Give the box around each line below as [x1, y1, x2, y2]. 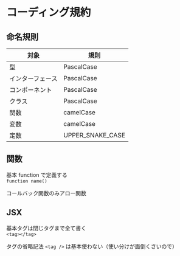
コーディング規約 [6, 5, 91, 19]
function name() [6, 178, 47, 184]
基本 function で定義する [6, 171, 68, 178]
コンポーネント [9, 86, 53, 94]
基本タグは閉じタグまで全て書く [6, 224, 86, 232]
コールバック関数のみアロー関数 [6, 189, 86, 196]
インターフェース [9, 74, 58, 83]
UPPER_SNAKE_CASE [63, 131, 126, 139]
